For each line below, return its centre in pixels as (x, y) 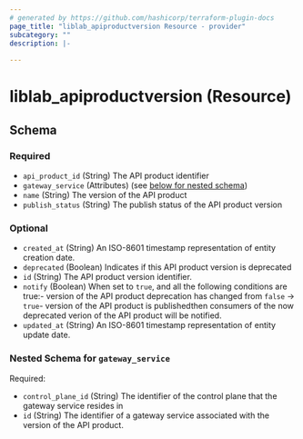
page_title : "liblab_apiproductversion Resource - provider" (128, 26)
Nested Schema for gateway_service (90, 358)
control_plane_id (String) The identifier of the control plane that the (150, 395)
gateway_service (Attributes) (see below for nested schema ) (135, 185)
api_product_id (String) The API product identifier (116, 175)
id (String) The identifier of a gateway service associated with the (146, 415)
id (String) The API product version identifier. (107, 277)
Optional (29, 228)
